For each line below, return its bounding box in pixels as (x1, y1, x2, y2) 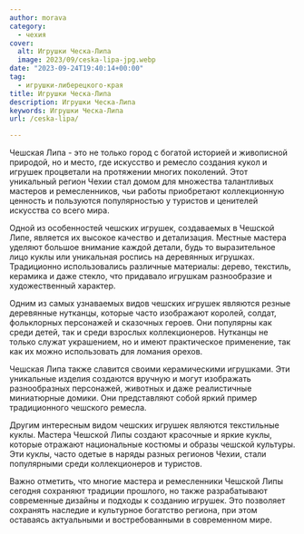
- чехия (17, 30, 47, 39)
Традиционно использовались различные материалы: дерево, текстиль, (9, 261, 292, 272)
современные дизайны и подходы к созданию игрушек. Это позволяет (9, 495, 286, 506)
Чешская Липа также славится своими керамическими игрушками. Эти (9, 364, 290, 374)
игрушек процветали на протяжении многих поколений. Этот (9, 167, 248, 178)
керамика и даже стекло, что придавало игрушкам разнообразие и (9, 271, 272, 282)
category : (9, 22, 47, 31)
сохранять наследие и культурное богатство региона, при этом (9, 505, 258, 516)
